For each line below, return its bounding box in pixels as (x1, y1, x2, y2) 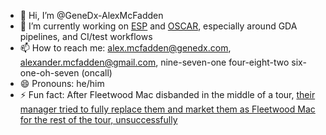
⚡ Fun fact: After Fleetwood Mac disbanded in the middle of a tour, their (19, 89, 316, 100)
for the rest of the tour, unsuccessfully (19, 114, 178, 125)
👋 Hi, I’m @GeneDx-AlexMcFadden (19, 10, 164, 21)
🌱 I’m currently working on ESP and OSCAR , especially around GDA (19, 20, 298, 32)
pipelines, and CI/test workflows (19, 31, 153, 42)
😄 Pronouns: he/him (19, 78, 105, 89)
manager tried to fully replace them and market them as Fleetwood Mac (19, 103, 316, 115)
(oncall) (81, 67, 113, 79)
